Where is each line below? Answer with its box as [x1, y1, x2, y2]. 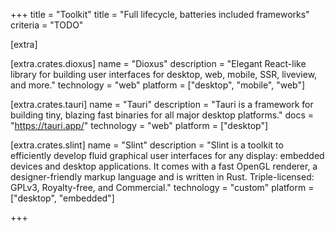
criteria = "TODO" [10, 19, 84, 31]
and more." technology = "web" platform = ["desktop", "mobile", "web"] [10, 79, 306, 91]
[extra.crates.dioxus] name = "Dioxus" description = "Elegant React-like [10, 58, 307, 69]
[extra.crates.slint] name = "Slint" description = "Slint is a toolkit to [10, 139, 284, 151]
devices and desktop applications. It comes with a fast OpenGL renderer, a [10, 160, 318, 172]
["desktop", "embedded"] [10, 192, 115, 204]
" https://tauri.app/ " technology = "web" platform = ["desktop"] [10, 120, 269, 131]
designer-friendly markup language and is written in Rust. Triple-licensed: [10, 171, 315, 183]
